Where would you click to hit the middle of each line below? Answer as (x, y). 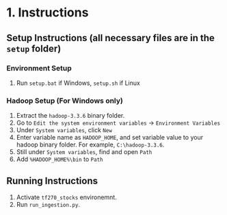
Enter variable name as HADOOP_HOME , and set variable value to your (109, 138)
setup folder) (34, 48)
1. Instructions (48, 13)
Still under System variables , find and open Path (84, 152)
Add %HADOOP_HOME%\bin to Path (59, 160)
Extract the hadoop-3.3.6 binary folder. (70, 116)
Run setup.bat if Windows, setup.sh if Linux (78, 83)
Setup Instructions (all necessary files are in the (110, 38)
